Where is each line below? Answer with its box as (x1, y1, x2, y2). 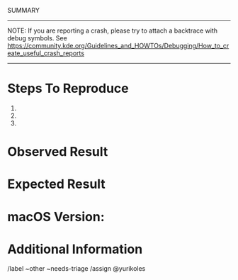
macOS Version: (7, 208, 105, 225)
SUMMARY (7, 6, 40, 14)
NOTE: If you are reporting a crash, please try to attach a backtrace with (7, 26, 218, 35)
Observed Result (7, 144, 108, 160)
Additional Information (7, 241, 143, 257)
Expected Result (7, 177, 106, 192)
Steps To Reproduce (7, 81, 129, 96)
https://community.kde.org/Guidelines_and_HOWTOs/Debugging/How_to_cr (7, 42, 229, 50)
